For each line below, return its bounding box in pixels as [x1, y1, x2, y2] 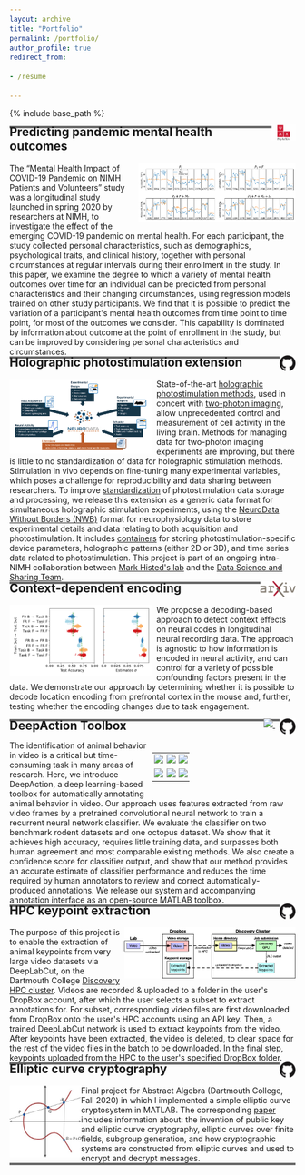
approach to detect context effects [156, 614, 287, 626]
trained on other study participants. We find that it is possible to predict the [9, 298, 290, 309]
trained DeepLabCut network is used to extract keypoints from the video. [9, 1023, 282, 1034]
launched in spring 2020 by [9, 201, 113, 212]
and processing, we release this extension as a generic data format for [9, 495, 274, 506]
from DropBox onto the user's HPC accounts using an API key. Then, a [9, 1013, 273, 1025]
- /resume [9, 73, 47, 82]
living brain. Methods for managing [156, 427, 288, 438]
